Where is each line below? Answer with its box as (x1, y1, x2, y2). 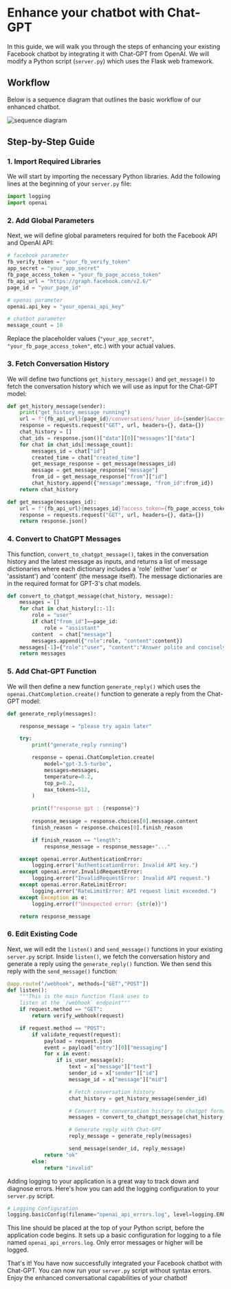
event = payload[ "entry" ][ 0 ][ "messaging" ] (43, 1044, 168, 1051)
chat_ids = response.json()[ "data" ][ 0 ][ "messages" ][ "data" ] (19, 435, 195, 442)
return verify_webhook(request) (32, 1012, 125, 1019)
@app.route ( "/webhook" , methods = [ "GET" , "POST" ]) (7, 980, 149, 987)
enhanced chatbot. (7, 102, 60, 111)
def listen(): (7, 987, 48, 994)
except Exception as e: (19, 894, 88, 901)
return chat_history (19, 486, 78, 493)
